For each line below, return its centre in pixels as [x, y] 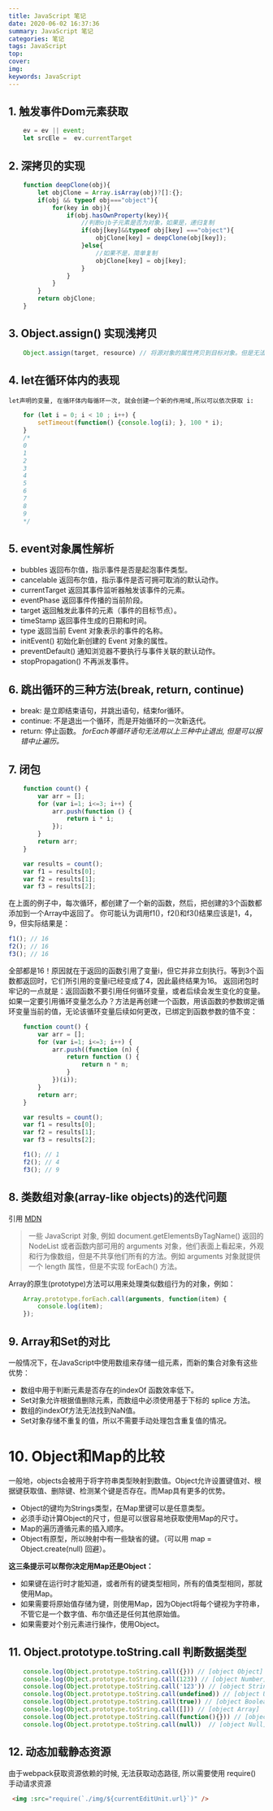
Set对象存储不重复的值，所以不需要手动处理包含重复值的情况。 [126, 1420]
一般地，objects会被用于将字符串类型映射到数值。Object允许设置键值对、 [131, 1480]
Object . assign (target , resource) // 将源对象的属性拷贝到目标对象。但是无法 [144, 353]
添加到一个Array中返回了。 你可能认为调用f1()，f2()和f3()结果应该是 [121, 914]
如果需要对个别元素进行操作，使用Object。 [92, 1624]
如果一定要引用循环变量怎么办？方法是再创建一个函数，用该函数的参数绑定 [133, 1001]
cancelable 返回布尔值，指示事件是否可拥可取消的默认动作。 [121, 580]
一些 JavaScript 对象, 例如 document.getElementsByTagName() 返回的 [146, 1235]
